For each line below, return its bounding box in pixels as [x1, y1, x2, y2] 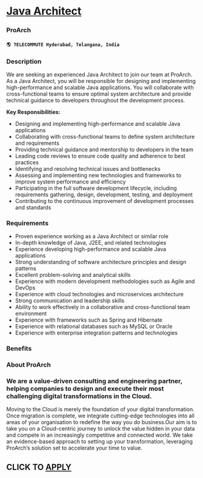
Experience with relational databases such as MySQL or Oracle [15, 323, 173, 330]
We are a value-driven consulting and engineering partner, [6, 377, 183, 385]
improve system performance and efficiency [15, 178, 126, 185]
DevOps [15, 284, 36, 291]
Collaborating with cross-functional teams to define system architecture [15, 133, 195, 140]
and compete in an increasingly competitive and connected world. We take [6, 431, 193, 439]
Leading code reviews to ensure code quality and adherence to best [15, 153, 186, 159]
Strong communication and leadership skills [15, 297, 125, 304]
